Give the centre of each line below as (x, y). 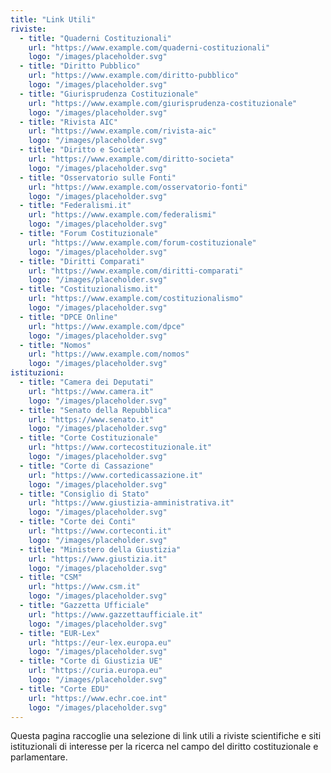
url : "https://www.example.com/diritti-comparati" (136, 271)
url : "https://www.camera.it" (91, 391)
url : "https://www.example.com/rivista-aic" (122, 131)
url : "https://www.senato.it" (91, 419)
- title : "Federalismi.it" (75, 206)
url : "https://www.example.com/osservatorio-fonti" (138, 187)
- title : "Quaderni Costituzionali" (95, 38)
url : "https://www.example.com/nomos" (109, 354)
